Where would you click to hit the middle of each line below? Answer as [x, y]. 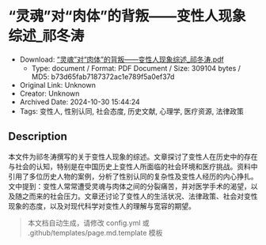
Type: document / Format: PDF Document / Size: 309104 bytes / [136, 68]
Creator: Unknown [49, 93]
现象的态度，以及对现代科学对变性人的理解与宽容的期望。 [102, 205]
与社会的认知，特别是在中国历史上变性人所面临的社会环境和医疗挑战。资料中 [133, 166]
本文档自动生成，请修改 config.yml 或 [89, 223]
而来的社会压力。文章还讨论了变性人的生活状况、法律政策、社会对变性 [143, 196]
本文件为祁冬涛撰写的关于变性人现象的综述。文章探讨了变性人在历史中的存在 [133, 156]
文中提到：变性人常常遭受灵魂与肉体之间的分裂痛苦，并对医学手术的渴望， [129, 186]
